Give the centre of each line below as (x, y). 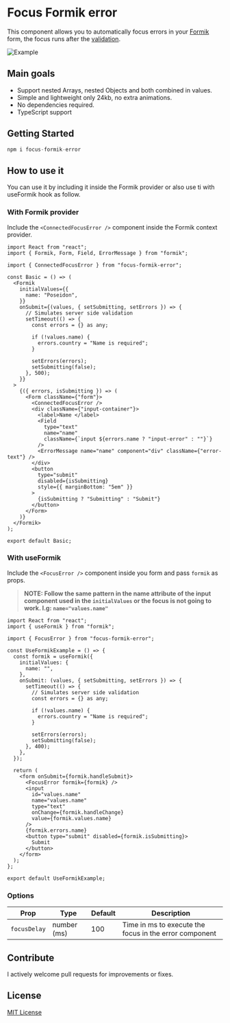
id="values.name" (56, 794)
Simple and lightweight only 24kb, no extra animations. (94, 97)
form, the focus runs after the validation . (64, 38)
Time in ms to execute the (164, 925)
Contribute (31, 958)
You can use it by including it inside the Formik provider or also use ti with (111, 187)
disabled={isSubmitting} (73, 481)
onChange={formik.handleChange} (78, 812)
